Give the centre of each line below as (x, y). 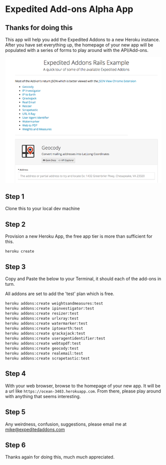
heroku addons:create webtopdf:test (43, 344)
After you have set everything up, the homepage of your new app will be (79, 45)
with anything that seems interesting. (43, 396)
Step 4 (16, 374)
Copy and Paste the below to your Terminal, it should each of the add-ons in (83, 279)
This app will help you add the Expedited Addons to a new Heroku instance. (83, 39)
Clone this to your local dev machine (42, 209)
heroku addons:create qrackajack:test (45, 334)
